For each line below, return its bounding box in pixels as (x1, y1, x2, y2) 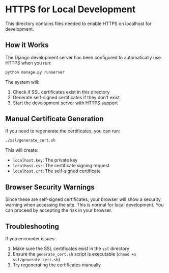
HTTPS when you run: (5, 60, 52, 66)
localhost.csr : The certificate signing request (12, 163, 109, 169)
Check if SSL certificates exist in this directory (12, 88, 110, 95)
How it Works (5, 41, 49, 50)
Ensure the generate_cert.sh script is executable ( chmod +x (12, 251, 136, 257)
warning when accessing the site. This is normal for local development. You (5, 202, 164, 208)
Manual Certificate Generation (5, 115, 104, 123)
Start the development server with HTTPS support (12, 100, 118, 106)
